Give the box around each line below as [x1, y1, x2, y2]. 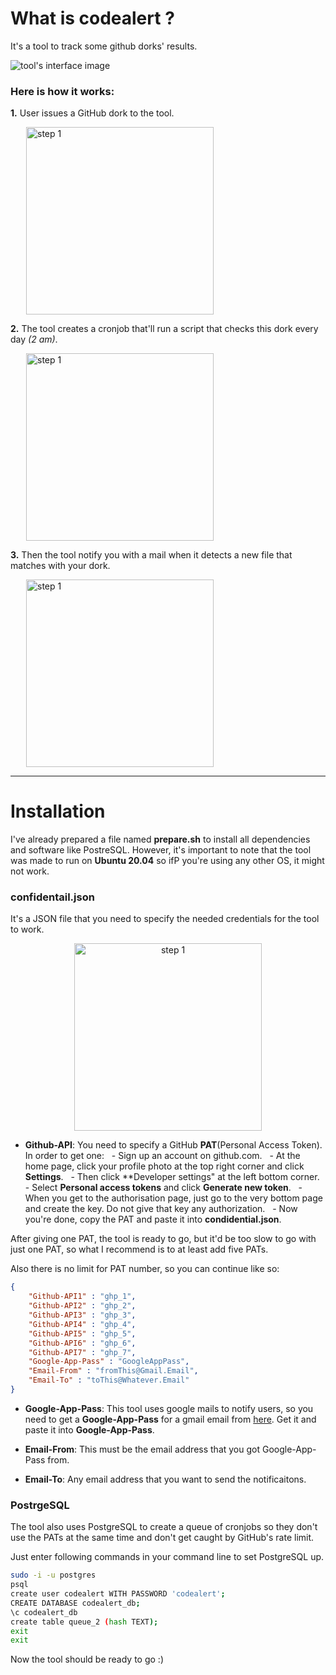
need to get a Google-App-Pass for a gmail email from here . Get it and [24, 1413, 317, 1425]
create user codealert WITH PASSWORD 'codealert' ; [10, 1589, 226, 1599]
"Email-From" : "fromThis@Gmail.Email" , [28, 1366, 199, 1376]
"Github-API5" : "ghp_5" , [28, 1328, 137, 1339]
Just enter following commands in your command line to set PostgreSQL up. [10, 1551, 325, 1563]
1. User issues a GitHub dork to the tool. [10, 107, 175, 119]
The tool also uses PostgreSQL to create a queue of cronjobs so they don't [10, 1521, 318, 1533]
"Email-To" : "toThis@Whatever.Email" [28, 1375, 190, 1386]
